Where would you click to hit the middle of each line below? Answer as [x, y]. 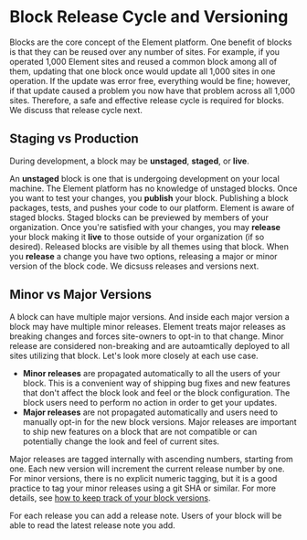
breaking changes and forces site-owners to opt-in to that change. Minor [147, 336]
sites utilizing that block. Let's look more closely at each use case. [134, 355]
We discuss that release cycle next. [76, 110]
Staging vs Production [74, 139]
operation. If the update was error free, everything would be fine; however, [150, 80]
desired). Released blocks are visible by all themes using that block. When [149, 246]
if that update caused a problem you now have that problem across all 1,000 [152, 90]
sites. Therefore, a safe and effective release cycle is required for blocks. [147, 100]
